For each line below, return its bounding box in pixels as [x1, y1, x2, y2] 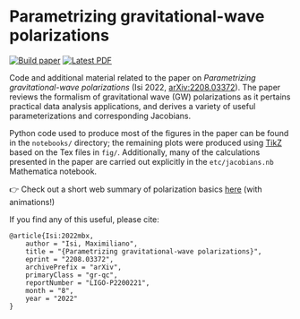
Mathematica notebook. [9, 166, 97, 177]
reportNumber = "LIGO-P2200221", [25, 278, 150, 288]
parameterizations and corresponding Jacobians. [9, 110, 191, 121]
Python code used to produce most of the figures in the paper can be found [9, 127, 289, 138]
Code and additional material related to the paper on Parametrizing [9, 72, 257, 82]
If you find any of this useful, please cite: [9, 213, 159, 225]
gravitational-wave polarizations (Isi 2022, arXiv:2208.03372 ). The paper [9, 82, 281, 92]
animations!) [9, 196, 56, 207]
